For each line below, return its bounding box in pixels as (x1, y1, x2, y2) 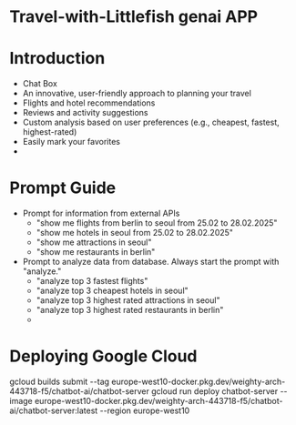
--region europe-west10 (99, 405, 190, 416)
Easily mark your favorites (22, 137, 121, 147)
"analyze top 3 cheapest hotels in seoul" (36, 285, 189, 297)
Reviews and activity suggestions (22, 107, 148, 118)
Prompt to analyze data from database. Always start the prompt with (22, 257, 280, 268)
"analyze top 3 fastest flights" (36, 276, 148, 287)
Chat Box (22, 78, 57, 89)
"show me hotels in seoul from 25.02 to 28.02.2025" (36, 228, 234, 238)
